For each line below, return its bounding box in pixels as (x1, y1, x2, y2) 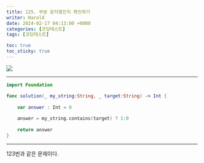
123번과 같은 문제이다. (6, 150, 59, 157)
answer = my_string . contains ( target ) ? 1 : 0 (17, 116, 129, 122)
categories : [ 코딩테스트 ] (6, 26, 66, 32)
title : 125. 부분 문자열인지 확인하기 (6, 9, 90, 15)
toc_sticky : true (6, 48, 50, 55)
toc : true (6, 43, 32, 49)
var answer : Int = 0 (17, 104, 72, 110)
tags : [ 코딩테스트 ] (6, 32, 50, 38)
